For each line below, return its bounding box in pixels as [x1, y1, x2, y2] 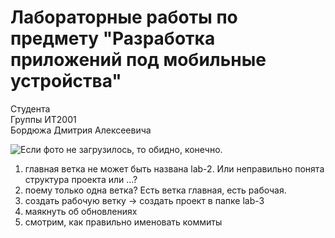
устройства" [10, 70, 122, 93]
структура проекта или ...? [24, 173, 138, 185]
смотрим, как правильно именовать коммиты [24, 216, 223, 228]
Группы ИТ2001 [10, 113, 77, 125]
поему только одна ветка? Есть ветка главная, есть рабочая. [24, 184, 287, 196]
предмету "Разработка [10, 27, 216, 50]
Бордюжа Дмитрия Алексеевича [10, 124, 152, 136]
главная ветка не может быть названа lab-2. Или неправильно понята [24, 162, 325, 175]
